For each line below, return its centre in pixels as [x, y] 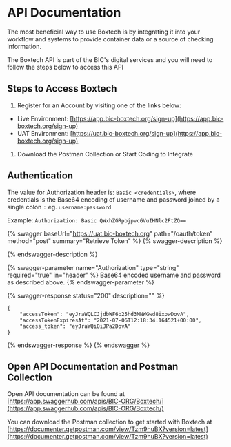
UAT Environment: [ [45, 133]
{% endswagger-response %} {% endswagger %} [79, 345]
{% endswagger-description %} [52, 254]
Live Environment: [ [44, 118]
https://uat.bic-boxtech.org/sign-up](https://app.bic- [147, 133]
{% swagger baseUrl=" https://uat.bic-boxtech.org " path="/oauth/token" [110, 233]
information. [24, 46]
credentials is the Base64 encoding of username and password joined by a [113, 199]
